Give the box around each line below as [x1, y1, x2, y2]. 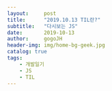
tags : [7, 55, 23, 62]
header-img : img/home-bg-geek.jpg [7, 42, 106, 49]
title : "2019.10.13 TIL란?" [7, 16, 101, 23]
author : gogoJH [7, 36, 63, 42]
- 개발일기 [19, 61, 44, 68]
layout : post [7, 10, 57, 17]
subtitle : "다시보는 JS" [7, 23, 79, 29]
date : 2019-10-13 [7, 29, 75, 36]
